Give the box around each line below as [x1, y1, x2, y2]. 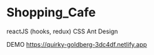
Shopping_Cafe [6, 5, 96, 20]
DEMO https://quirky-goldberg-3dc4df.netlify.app [6, 40, 147, 48]
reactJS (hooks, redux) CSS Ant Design [6, 27, 118, 35]
